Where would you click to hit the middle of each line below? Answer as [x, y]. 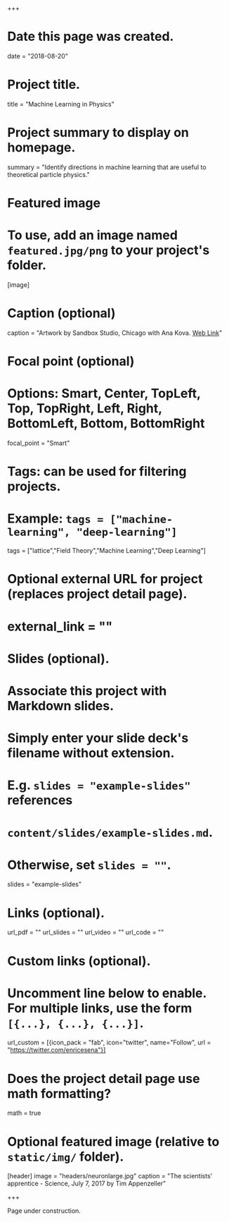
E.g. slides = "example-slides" [99, 785]
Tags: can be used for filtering [97, 471]
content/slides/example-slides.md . [110, 832]
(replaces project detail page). [97, 594]
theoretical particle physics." [48, 174]
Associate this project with [87, 691]
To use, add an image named [92, 235]
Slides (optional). [59, 658]
